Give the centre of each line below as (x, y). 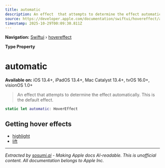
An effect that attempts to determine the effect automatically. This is (86, 95)
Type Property (20, 47)
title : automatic (23, 10)
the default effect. (35, 100)
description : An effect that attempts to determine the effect (72, 14)
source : (13, 19)
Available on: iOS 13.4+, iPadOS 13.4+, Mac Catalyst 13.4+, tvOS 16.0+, (77, 80)
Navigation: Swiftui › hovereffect (39, 37)
